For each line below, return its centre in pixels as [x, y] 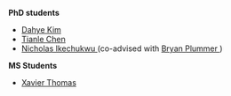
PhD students [34, 13]
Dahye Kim [41, 30]
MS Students [33, 66]
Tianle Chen [43, 39]
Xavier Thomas [49, 82]
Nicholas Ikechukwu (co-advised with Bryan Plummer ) [122, 48]
